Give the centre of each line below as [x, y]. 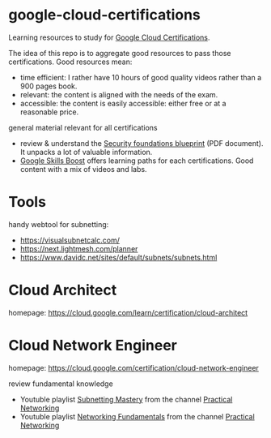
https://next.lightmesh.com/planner [79, 248]
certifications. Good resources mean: [70, 62]
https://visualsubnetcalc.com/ [70, 240]
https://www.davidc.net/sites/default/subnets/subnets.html [119, 257]
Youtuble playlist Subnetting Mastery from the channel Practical [126, 399]
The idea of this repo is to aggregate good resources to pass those [120, 53]
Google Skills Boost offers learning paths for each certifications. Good [137, 161]
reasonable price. [49, 112]
